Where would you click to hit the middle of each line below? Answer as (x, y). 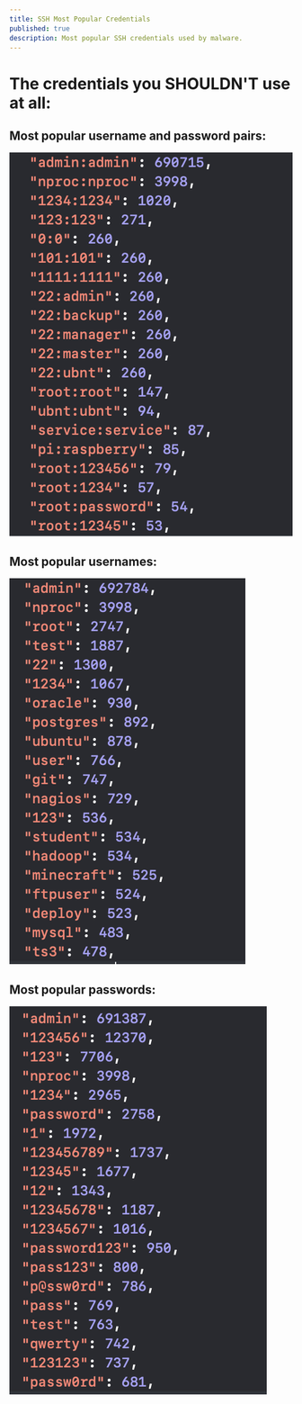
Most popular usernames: (83, 561)
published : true (40, 28)
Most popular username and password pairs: (138, 135)
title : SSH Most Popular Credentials (80, 19)
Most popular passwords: (83, 990)
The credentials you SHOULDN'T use (150, 83)
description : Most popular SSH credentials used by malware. (126, 38)
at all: (30, 103)
